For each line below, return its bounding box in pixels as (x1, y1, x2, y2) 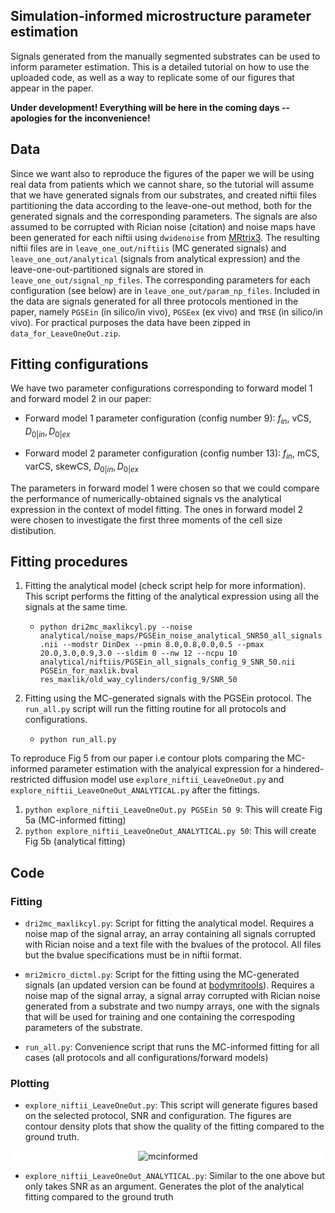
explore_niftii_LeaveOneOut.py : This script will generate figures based (24, 1099, 318, 1111)
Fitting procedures (10, 554, 128, 571)
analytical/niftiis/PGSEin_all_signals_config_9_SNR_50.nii (39, 657, 296, 668)
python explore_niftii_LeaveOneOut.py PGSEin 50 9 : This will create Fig (24, 804, 323, 816)
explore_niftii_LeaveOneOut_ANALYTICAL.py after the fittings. (10, 784, 261, 796)
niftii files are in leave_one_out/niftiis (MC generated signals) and (10, 242, 287, 254)
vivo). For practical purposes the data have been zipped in (10, 316, 251, 328)
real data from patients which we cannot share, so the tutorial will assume (10, 178, 315, 190)
